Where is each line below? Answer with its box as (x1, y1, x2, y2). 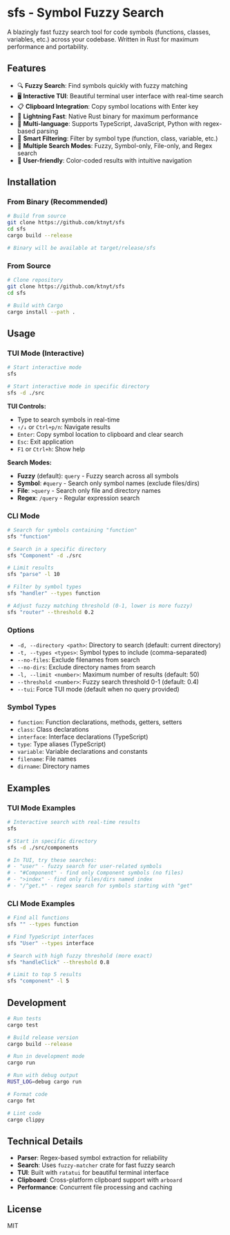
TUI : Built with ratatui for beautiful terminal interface (17, 1169, 169, 1177)
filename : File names (17, 755, 77, 763)
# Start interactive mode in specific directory (7, 383, 150, 390)
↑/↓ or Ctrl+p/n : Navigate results (17, 422, 111, 431)
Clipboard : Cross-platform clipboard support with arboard (17, 1175, 183, 1184)
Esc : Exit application (17, 438, 74, 446)
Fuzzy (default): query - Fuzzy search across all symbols (17, 471, 179, 480)
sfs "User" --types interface (7, 939, 95, 946)
